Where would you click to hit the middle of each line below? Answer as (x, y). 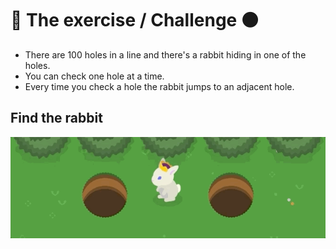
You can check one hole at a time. (94, 76)
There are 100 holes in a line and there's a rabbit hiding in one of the (165, 54)
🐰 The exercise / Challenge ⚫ (134, 20)
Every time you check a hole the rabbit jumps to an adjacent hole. (159, 86)
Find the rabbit (56, 118)
